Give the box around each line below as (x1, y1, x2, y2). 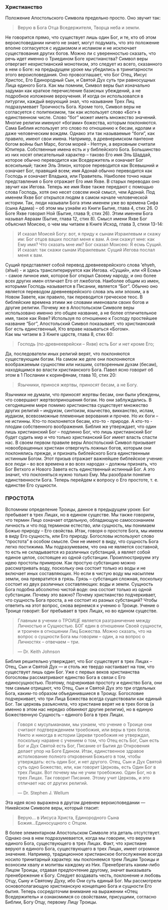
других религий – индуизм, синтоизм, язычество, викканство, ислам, (5, 408, 154, 414)
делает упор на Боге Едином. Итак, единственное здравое (17, 748, 144, 754)
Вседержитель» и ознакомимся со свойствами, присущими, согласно (5, 893, 156, 899)
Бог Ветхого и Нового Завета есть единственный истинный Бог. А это (5, 466, 155, 473)
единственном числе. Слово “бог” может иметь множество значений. (5, 115, 157, 121)
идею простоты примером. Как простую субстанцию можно (5, 559, 136, 565)
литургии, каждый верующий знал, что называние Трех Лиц (5, 98, 134, 104)
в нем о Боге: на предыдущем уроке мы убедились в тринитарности (5, 66, 153, 72)
